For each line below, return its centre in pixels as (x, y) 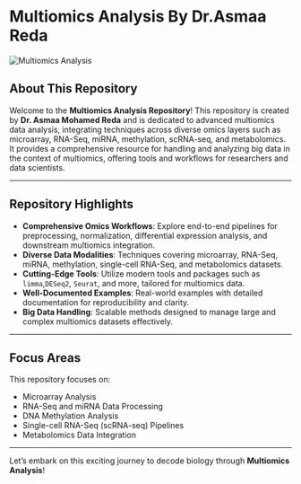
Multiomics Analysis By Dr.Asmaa (138, 17)
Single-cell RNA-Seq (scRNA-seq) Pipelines (103, 426)
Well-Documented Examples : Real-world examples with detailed (142, 293)
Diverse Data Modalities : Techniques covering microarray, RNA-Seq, (150, 254)
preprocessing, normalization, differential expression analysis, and (145, 235)
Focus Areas (45, 358)
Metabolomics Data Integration (79, 435)
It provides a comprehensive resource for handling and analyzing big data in (150, 148)
